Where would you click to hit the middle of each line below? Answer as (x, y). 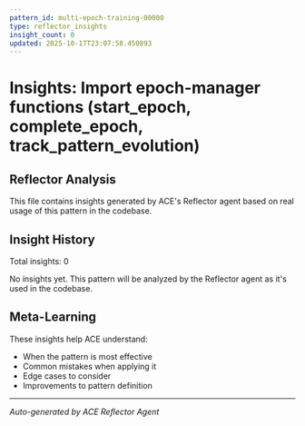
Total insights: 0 (39, 262)
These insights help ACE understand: (79, 339)
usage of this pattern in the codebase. (81, 211)
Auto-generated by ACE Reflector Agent (84, 411)
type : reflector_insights (58, 26)
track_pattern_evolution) (105, 146)
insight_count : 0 (42, 35)
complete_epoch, (76, 127)
